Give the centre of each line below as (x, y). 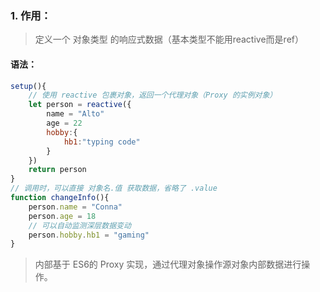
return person (57, 170)
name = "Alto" (75, 114)
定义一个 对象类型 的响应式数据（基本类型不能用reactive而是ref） (169, 39)
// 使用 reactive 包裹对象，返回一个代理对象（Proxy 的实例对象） (153, 95)
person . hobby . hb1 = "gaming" (89, 235)
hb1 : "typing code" (102, 142)
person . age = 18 (62, 216)
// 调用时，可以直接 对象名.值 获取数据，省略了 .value (114, 188)
